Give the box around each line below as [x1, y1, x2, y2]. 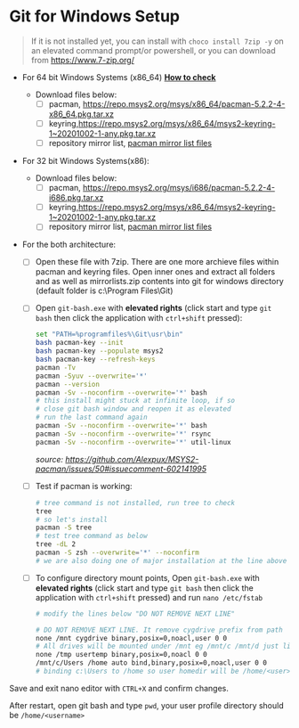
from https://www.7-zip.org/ [30, 54, 135, 65]
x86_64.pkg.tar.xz [48, 109, 114, 119]
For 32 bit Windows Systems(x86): [21, 156, 149, 167]
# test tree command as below [35, 532, 149, 541]
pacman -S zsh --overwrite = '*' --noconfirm [35, 548, 200, 557]
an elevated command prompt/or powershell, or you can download [30, 45, 276, 55]
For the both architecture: [21, 239, 117, 250]
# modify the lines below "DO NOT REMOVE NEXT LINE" [35, 609, 236, 618]
